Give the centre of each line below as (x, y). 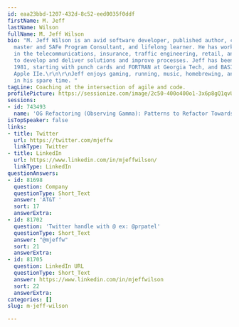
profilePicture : (31, 94)
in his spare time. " (46, 80)
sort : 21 (27, 246)
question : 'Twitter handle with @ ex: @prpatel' (87, 226)
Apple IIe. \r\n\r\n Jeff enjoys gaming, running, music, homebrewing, (119, 74)
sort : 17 (27, 207)
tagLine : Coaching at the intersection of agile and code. (97, 87)
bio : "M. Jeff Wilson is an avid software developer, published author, (117, 41)
